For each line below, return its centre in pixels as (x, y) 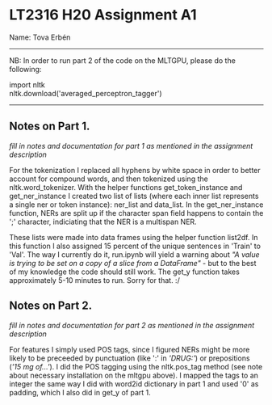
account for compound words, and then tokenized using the (109, 179)
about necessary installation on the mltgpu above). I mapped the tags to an (134, 375)
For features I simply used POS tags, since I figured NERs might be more (130, 349)
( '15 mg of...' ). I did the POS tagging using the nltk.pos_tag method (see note (136, 366)
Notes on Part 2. (50, 306)
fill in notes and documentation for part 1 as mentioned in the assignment (131, 146)
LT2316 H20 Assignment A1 (103, 15)
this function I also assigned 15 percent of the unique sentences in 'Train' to (135, 246)
